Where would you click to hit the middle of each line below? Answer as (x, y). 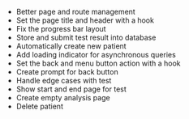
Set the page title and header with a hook (85, 20)
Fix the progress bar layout (61, 29)
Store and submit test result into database (86, 37)
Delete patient (39, 106)
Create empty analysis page (63, 98)
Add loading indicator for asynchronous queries (96, 55)
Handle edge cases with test (64, 81)
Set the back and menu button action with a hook (98, 63)
